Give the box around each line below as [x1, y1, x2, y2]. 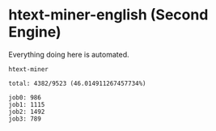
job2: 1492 [8, 108, 45, 116]
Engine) [8, 23, 62, 41]
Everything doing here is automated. [8, 49, 129, 59]
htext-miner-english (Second [8, 6, 209, 24]
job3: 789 [8, 115, 42, 123]
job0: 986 [8, 93, 42, 102]
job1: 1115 [8, 100, 45, 108]
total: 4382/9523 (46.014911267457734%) [8, 79, 147, 87]
